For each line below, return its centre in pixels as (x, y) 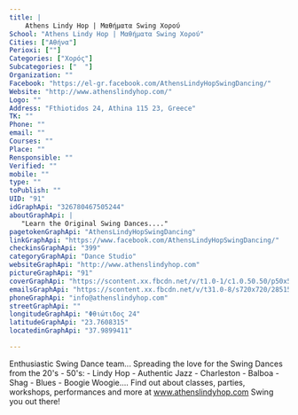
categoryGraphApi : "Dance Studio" (73, 257)
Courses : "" (31, 141)
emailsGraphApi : (39, 289)
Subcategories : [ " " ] (51, 67)
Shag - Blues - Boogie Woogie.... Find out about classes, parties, (127, 382)
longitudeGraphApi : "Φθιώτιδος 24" (75, 314)
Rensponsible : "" (41, 157)
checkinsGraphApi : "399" (55, 248)
